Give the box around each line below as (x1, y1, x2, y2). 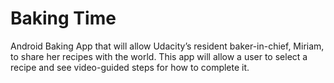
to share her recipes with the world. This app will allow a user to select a (10, 50, 308, 62)
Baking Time (10, 7, 117, 30)
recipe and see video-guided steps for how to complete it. (10, 61, 250, 73)
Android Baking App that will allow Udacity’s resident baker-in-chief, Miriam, (10, 40, 325, 52)
